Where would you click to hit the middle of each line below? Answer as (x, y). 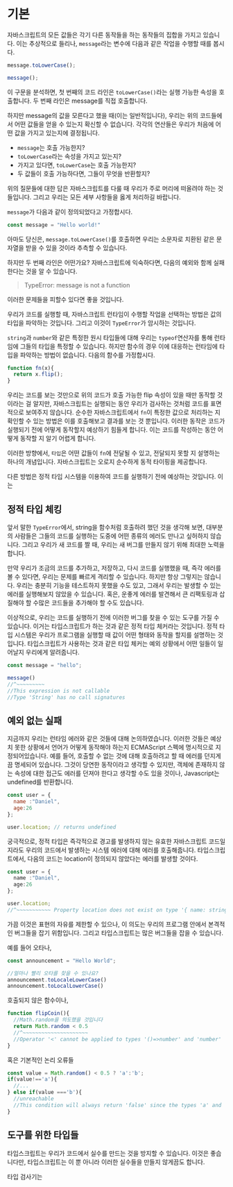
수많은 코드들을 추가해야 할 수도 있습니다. (88, 603)
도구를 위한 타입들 (43, 1135)
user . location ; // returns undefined (62, 827)
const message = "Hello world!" (54, 225)
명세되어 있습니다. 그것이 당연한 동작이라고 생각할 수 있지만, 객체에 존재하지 (116, 765)
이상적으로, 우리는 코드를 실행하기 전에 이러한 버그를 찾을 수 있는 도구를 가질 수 (113, 617)
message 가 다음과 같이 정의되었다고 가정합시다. (70, 212)
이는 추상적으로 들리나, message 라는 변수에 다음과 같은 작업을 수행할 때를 (114, 43)
